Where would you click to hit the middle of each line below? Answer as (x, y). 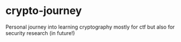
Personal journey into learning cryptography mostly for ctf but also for (90, 27)
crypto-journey (44, 11)
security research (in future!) (40, 33)
